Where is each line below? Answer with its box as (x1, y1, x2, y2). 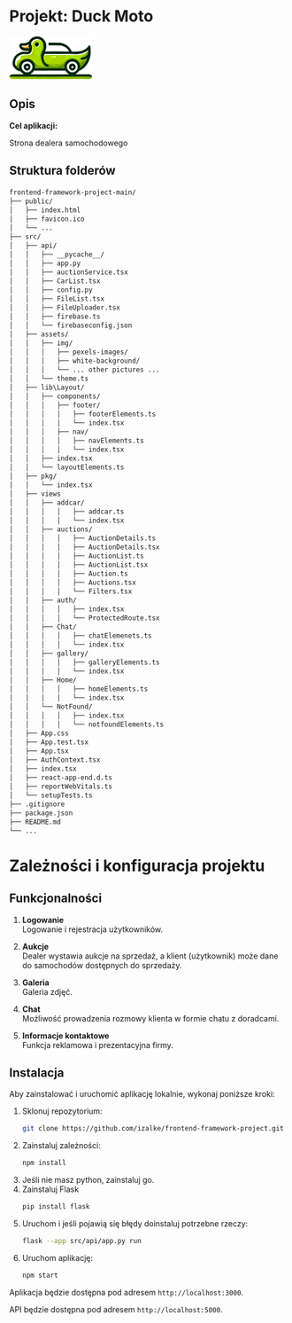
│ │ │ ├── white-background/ (9, 356, 141, 365)
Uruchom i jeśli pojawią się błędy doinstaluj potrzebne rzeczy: (21, 1218, 249, 1229)
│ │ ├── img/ (9, 339, 73, 348)
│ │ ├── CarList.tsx (9, 277, 101, 286)
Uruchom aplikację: (21, 1252, 93, 1263)
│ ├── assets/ (9, 330, 69, 339)
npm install (21, 1159, 66, 1168)
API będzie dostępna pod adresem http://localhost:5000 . (9, 1303, 223, 1314)
